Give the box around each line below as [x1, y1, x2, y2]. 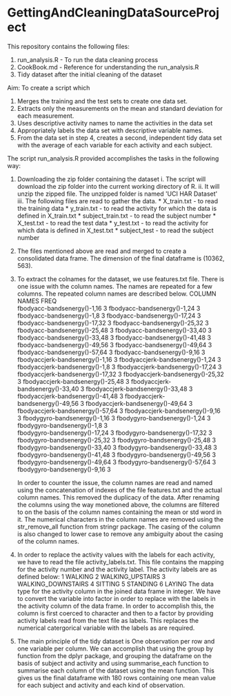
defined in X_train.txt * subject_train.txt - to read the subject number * [17, 212, 217, 220]
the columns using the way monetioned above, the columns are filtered [17, 500, 219, 509]
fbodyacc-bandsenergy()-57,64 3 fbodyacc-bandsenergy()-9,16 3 [17, 348, 205, 356]
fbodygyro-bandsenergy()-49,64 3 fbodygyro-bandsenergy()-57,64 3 [17, 458, 217, 466]
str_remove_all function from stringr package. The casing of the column [17, 522, 221, 531]
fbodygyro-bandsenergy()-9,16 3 [17, 465, 112, 473]
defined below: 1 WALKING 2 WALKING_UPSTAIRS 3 [17, 572, 166, 580]
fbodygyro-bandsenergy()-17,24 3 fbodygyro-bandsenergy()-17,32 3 [17, 429, 212, 437]
